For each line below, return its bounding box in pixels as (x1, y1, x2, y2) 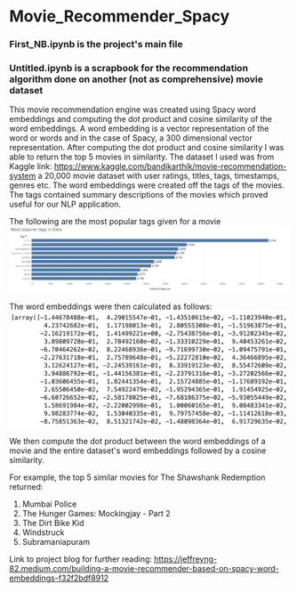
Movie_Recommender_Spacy (9, 6, 230, 27)
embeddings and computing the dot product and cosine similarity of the (9, 114, 273, 125)
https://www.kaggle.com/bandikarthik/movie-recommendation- (53, 161, 287, 172)
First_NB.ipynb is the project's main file (9, 38, 183, 51)
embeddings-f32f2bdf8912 (9, 572, 109, 584)
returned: (9, 482, 44, 492)
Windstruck (21, 527, 65, 538)
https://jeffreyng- (154, 554, 218, 564)
